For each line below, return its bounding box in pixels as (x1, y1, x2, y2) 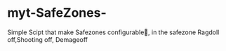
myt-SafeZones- (7, 5, 107, 21)
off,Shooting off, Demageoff (7, 35, 88, 43)
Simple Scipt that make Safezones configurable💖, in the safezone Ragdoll (7, 28, 220, 36)
